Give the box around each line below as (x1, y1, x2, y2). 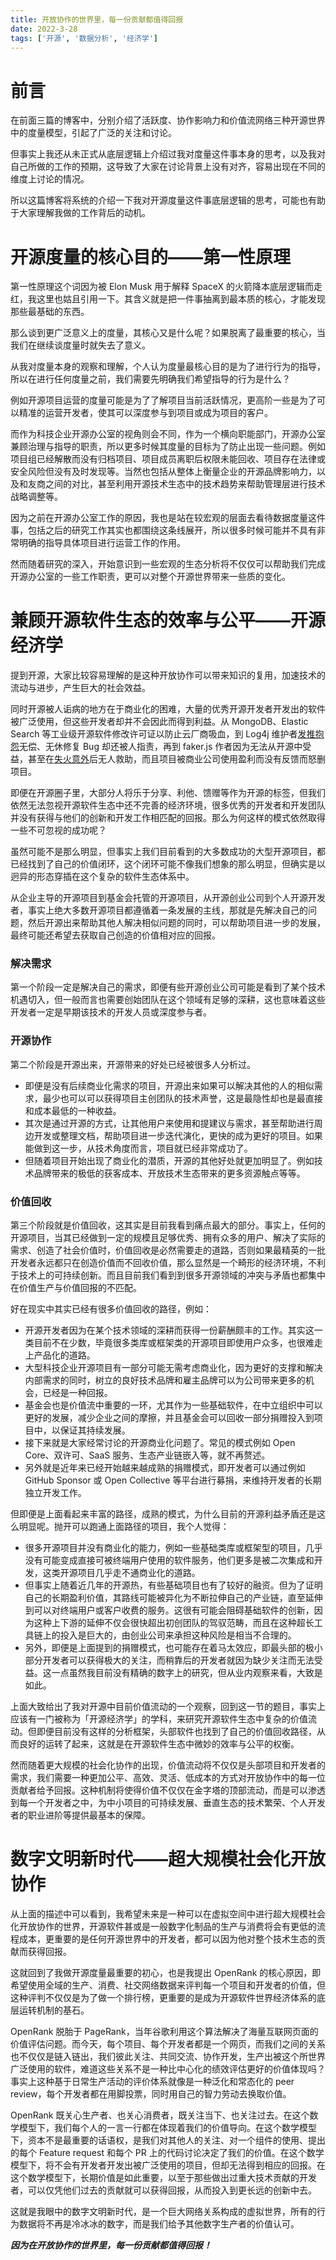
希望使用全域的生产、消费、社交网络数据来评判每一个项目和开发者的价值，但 (10, 1979, 326, 1991)
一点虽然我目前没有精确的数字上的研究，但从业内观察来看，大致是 (51, 1667, 323, 1679)
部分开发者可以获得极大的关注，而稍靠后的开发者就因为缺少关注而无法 (24, 1654, 315, 1666)
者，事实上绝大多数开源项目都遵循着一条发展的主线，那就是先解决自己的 (10, 904, 308, 916)
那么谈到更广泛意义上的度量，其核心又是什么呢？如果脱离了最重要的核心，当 (10, 327, 326, 339)
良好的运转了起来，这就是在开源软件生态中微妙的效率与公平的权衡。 (18, 1738, 300, 1750)
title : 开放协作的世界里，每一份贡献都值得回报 (10, 14, 184, 25)
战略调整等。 (10, 491, 63, 503)
